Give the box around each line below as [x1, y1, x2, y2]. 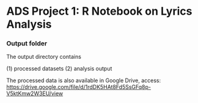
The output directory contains [6, 53, 81, 61]
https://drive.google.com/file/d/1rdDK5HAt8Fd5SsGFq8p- [6, 83, 152, 91]
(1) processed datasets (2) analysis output [6, 65, 112, 72]
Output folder [6, 39, 48, 48]
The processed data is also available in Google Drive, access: [6, 77, 161, 84]
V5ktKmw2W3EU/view [6, 90, 64, 97]
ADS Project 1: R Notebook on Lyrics [6, 4, 193, 18]
